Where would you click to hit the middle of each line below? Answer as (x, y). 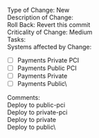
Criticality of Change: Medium (50, 32)
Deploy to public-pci (36, 105)
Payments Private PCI (48, 60)
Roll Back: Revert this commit (49, 25)
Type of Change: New (38, 10)
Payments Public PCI (47, 68)
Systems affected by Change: (49, 47)
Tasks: (17, 40)
